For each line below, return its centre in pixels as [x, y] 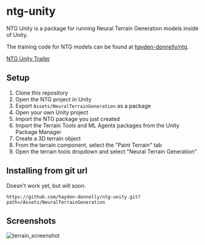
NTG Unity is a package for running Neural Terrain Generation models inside [102, 28]
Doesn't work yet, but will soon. [46, 185]
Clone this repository [42, 93]
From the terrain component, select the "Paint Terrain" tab [88, 145]
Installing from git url [47, 171]
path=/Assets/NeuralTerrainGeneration [56, 202]
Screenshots [31, 221]
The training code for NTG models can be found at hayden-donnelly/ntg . [98, 47]
